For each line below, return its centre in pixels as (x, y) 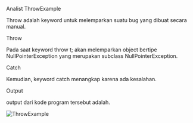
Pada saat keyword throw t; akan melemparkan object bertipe (82, 50)
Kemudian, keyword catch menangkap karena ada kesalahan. (81, 79)
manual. (16, 27)
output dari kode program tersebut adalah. (58, 102)
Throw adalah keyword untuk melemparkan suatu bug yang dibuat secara (97, 20)
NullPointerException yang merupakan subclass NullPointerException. (92, 56)
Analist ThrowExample (34, 9)
